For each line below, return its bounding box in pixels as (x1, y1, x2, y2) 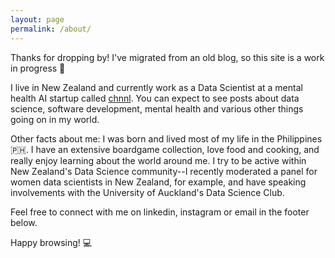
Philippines (276, 132, 323, 145)
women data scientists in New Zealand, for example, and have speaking (10, 176, 307, 188)
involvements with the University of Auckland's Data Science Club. (10, 186, 285, 198)
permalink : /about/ (10, 24, 92, 34)
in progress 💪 (10, 62, 66, 74)
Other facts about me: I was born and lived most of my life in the (10, 132, 275, 145)
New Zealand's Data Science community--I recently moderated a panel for (10, 165, 318, 177)
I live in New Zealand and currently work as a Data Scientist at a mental (10, 81, 303, 93)
